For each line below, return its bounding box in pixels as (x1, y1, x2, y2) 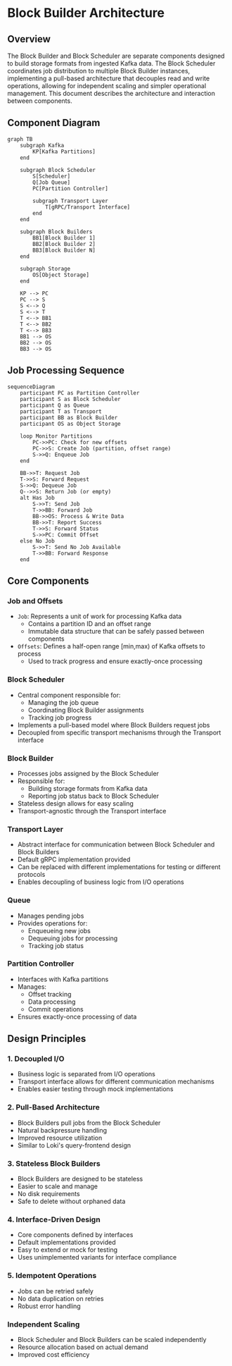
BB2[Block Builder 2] (32, 240, 96, 247)
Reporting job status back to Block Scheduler (27, 792, 160, 800)
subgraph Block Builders (20, 228, 93, 235)
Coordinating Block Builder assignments (27, 706, 144, 714)
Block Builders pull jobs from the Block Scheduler (17, 1119, 161, 1127)
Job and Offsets (7, 596, 63, 605)
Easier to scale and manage (17, 1182, 98, 1190)
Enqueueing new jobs (27, 926, 91, 935)
